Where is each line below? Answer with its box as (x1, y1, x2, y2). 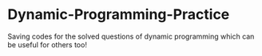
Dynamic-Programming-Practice (7, 6, 230, 24)
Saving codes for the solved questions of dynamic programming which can (7, 32, 255, 41)
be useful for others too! (7, 39, 87, 49)
